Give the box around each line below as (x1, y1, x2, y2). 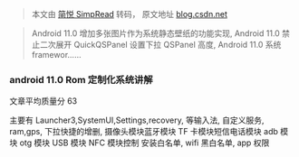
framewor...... (31, 50, 82, 60)
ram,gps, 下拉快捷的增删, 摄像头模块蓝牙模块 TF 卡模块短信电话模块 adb (9, 126, 279, 137)
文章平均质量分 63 (9, 96, 78, 106)
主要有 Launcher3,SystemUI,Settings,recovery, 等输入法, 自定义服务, (9, 115, 265, 125)
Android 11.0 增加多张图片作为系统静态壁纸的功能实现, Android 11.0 (31, 28, 281, 39)
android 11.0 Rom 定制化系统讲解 (9, 73, 153, 86)
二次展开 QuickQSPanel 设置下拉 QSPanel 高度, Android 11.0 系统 (39, 40, 282, 50)
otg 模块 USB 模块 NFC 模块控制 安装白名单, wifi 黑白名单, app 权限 (19, 137, 270, 148)
